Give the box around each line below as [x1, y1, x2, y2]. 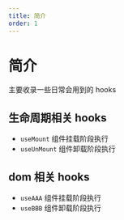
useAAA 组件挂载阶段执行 [19, 193, 101, 203]
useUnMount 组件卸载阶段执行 [19, 144, 116, 154]
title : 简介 [8, 11, 46, 20]
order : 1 [8, 19, 38, 27]
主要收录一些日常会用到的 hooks [8, 85, 117, 95]
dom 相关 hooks [8, 170, 91, 184]
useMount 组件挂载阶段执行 [19, 134, 109, 144]
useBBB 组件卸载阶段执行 [19, 203, 101, 213]
